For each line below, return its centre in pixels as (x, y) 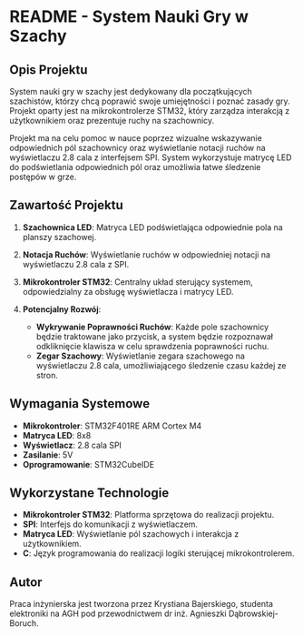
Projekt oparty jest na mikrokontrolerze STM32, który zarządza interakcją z (150, 111)
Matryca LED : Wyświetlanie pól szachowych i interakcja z (131, 534)
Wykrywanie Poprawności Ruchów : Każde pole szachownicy (152, 327)
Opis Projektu (49, 70)
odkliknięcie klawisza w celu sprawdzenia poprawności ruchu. (152, 346)
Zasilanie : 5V (48, 454)
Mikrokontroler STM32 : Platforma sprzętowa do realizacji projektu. (148, 515)
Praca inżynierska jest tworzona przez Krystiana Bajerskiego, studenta (142, 604)
